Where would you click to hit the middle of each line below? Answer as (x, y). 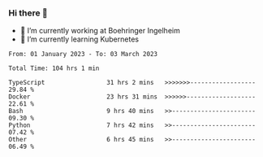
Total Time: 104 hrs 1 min (54, 68)
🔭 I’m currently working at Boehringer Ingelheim (100, 31)
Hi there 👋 (28, 13)
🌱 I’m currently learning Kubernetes (80, 39)
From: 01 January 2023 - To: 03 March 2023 (83, 55)
